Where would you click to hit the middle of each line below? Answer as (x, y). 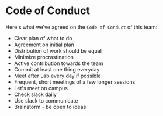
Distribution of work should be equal (58, 50)
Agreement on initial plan (44, 45)
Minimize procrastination (44, 57)
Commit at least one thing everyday (57, 69)
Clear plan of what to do (43, 38)
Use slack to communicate (46, 100)
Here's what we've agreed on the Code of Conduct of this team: (81, 27)
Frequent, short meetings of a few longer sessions (74, 82)
